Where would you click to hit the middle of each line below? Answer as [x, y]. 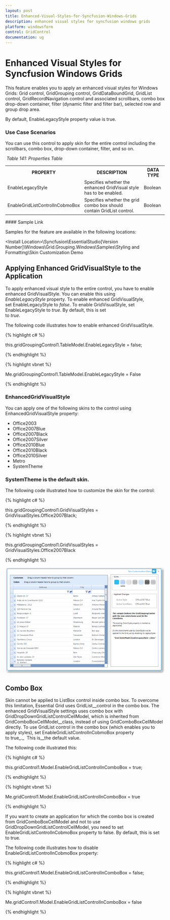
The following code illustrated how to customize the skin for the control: [80, 491]
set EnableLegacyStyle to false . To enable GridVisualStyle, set [70, 304]
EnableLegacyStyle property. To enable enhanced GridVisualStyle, [75, 299]
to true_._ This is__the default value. [43, 738]
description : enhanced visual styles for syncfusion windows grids [78, 21]
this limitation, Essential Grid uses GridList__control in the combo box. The [82, 705]
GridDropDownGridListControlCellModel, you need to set [65, 827]
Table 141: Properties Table [35, 158]
